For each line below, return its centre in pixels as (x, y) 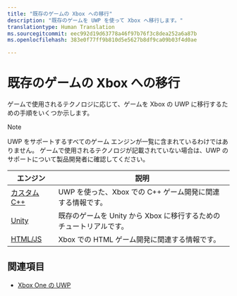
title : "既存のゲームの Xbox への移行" (60, 14)
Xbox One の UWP (44, 285)
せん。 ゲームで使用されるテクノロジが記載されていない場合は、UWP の (124, 150)
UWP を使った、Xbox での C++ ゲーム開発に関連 (139, 192)
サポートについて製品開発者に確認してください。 (78, 159)
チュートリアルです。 (93, 226)
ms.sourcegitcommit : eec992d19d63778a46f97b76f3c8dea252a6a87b (102, 33)
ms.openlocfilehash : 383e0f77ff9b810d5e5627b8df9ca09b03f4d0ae (102, 40)
